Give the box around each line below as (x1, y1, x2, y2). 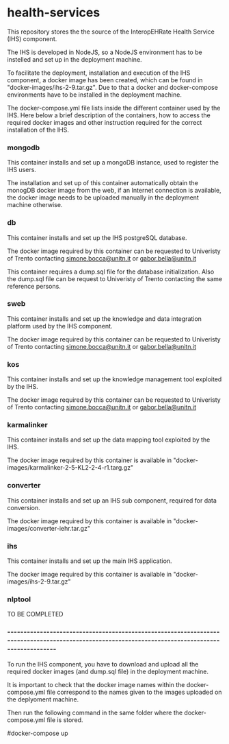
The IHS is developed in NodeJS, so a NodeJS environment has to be (7, 48, 203, 56)
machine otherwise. (7, 201, 63, 209)
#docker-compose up (7, 729, 68, 737)
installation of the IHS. (7, 125, 70, 134)
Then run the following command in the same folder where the (7, 708, 183, 717)
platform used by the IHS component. (7, 322, 113, 330)
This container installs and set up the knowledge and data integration (7, 314, 202, 323)
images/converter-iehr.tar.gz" (7, 524, 91, 532)
